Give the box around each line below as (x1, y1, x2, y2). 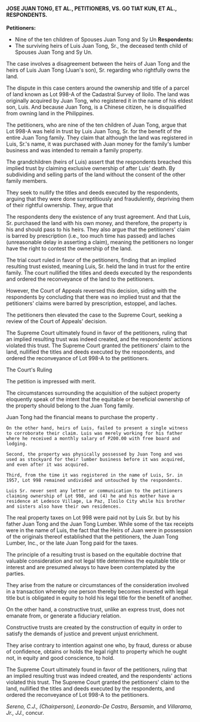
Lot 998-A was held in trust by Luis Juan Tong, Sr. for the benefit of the (6, 128, 182, 135)
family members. (6, 177, 48, 185)
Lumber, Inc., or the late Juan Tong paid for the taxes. (6, 539, 139, 546)
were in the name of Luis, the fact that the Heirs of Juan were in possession (6, 527, 192, 534)
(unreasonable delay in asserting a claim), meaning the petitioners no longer (6, 239, 194, 246)
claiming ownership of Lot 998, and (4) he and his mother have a (6, 493, 175, 499)
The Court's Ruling (6, 366, 53, 373)
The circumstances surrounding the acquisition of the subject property (6, 389, 181, 397)
